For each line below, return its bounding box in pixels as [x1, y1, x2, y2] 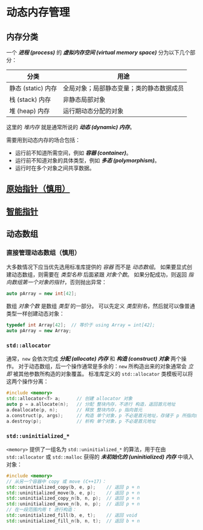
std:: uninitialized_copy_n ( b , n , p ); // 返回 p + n [6, 495, 140, 501]
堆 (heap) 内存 [9, 107, 50, 115]
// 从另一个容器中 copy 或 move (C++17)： [6, 478, 107, 485]
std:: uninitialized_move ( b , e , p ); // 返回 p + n [6, 489, 140, 496]
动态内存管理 [6, 5, 71, 19]
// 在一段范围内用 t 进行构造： [6, 507, 77, 513]
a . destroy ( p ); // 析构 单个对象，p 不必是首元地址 [6, 418, 156, 424]
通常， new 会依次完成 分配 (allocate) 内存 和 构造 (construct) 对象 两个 [6, 355, 182, 363]
